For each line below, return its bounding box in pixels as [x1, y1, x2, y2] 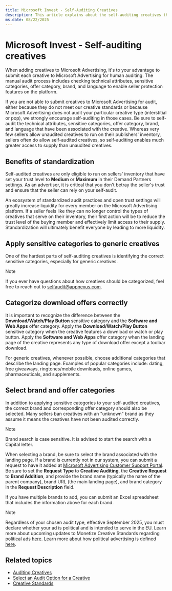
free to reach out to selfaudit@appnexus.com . [5, 283, 102, 290]
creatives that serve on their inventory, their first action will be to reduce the [5, 213, 165, 220]
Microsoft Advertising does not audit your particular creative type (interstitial [5, 110, 167, 116]
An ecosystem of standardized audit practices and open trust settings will [5, 197, 161, 203]
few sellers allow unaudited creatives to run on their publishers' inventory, [5, 131, 161, 137]
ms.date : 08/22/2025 [5, 17, 50, 22]
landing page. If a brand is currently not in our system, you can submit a [5, 457, 157, 463]
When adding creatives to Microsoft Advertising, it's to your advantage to [5, 67, 160, 73]
